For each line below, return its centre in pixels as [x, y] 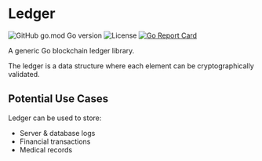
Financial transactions [55, 141]
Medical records [46, 149]
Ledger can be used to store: [55, 118]
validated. [24, 74]
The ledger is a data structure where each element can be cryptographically [131, 66]
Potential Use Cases [58, 99]
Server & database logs [57, 133]
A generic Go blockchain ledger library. [71, 50]
